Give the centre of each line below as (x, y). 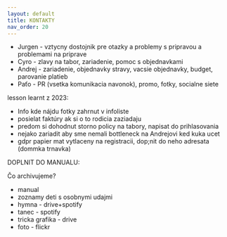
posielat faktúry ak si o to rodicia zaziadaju (79, 119)
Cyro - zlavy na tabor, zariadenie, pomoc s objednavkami (100, 62)
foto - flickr (34, 227)
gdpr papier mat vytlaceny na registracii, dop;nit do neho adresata (113, 141)
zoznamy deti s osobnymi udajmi (65, 197)
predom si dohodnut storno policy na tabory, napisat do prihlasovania (118, 127)
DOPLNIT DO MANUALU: (44, 162)
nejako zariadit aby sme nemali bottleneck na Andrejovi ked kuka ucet (118, 134)
